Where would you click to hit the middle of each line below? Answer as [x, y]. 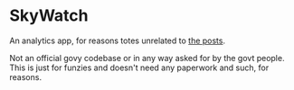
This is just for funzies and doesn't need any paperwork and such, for [139, 67]
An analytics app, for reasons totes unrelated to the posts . [118, 40]
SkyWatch [49, 16]
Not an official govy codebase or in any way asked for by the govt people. [147, 58]
